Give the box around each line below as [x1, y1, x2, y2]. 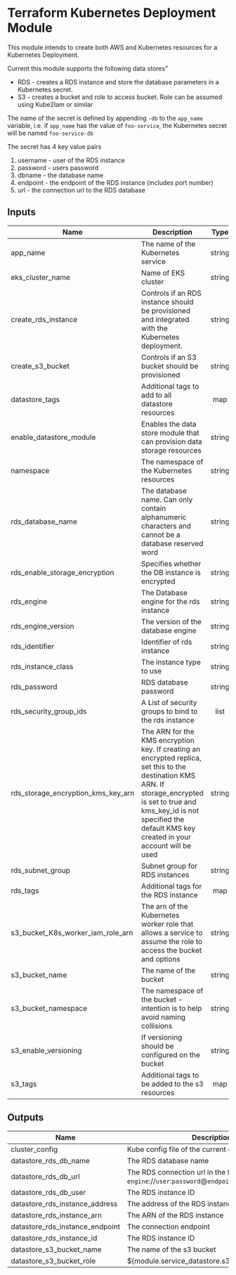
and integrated [141, 314, 190, 324]
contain [141, 503, 166, 513]
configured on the [141, 1049, 200, 1059]
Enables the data [141, 419, 197, 429]
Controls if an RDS [141, 288, 202, 298]
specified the [141, 814, 185, 824]
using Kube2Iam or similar [17, 100, 93, 108]
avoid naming [141, 1012, 186, 1022]
